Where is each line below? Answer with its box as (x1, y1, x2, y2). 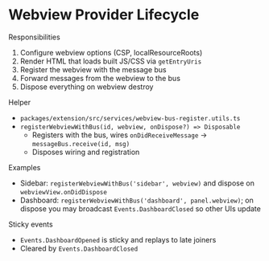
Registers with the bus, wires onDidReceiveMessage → (31, 130, 208, 140)
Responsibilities (8, 32, 60, 42)
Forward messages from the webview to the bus (19, 73, 181, 83)
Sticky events (8, 219, 54, 229)
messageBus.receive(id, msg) (31, 140, 130, 148)
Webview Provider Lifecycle (8, 6, 200, 24)
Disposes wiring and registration (31, 147, 140, 157)
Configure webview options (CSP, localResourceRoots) (19, 47, 203, 57)
